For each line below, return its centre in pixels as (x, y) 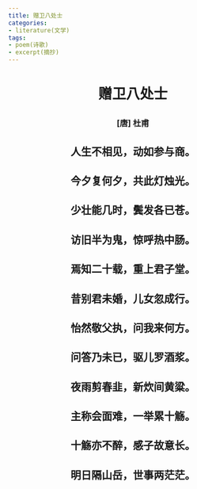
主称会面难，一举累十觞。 (133, 416)
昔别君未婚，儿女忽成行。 (133, 298)
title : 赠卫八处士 (36, 15)
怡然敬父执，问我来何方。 (133, 328)
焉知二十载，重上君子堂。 (133, 269)
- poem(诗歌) (28, 45)
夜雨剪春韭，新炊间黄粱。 (133, 386)
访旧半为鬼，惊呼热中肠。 (133, 240)
